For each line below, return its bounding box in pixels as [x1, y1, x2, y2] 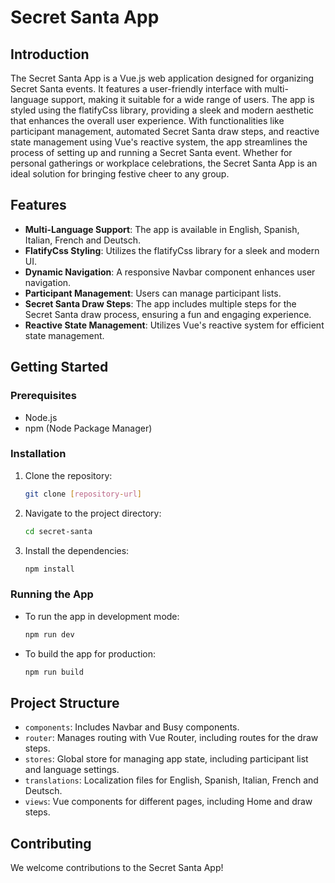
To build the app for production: [24, 647, 157, 660]
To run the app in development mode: [24, 610, 180, 622]
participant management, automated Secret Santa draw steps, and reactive [10, 126, 320, 137]
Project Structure [10, 694, 120, 711]
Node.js [24, 411, 58, 423]
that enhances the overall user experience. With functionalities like [10, 115, 285, 126]
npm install [24, 564, 75, 574]
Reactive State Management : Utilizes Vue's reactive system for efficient [24, 319, 325, 331]
